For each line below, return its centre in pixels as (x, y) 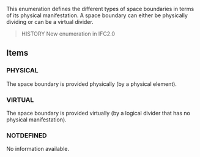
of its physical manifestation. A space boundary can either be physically (97, 15)
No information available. (38, 149)
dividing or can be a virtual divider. (50, 22)
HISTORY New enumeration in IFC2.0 (68, 34)
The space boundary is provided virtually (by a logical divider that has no (98, 113)
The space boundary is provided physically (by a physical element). (92, 84)
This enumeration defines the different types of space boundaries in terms (100, 9)
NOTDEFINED (27, 136)
